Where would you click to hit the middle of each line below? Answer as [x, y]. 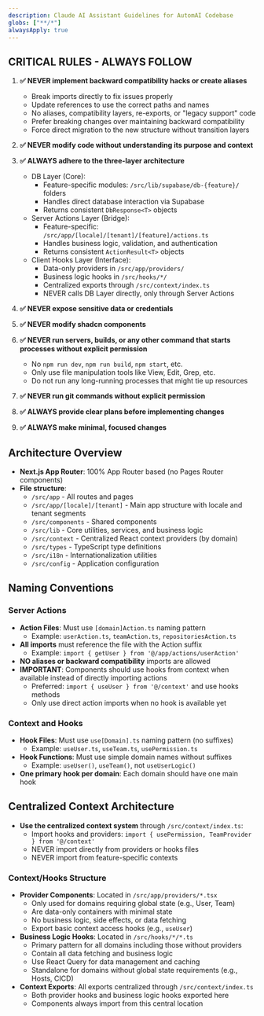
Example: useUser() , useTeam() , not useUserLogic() [114, 765]
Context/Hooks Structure [57, 878]
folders [55, 193]
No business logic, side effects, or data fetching [109, 920]
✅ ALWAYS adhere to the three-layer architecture [102, 161]
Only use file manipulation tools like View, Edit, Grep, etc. [123, 372]
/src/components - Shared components [94, 522]
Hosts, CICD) [53, 978]
